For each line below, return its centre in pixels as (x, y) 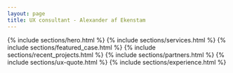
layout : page (26, 14)
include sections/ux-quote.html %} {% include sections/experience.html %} (117, 62)
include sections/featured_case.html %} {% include (81, 47)
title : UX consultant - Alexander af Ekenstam (76, 20)
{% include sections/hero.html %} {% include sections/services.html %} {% (117, 40)
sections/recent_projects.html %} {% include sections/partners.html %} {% (116, 55)
